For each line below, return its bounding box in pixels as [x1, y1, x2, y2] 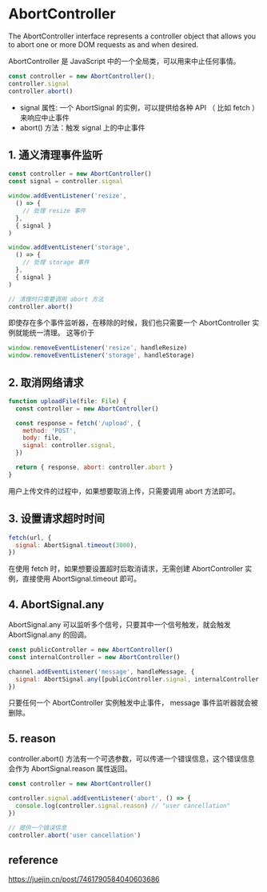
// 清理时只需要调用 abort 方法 [8, 295, 104, 303]
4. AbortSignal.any [8, 598, 105, 611]
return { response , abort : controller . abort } [15, 463, 173, 472]
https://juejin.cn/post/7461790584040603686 [8, 874, 160, 884]
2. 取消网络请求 [8, 375, 84, 389]
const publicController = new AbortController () [8, 646, 173, 654]
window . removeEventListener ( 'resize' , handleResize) [8, 344, 188, 352]
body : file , [22, 434, 62, 442]
